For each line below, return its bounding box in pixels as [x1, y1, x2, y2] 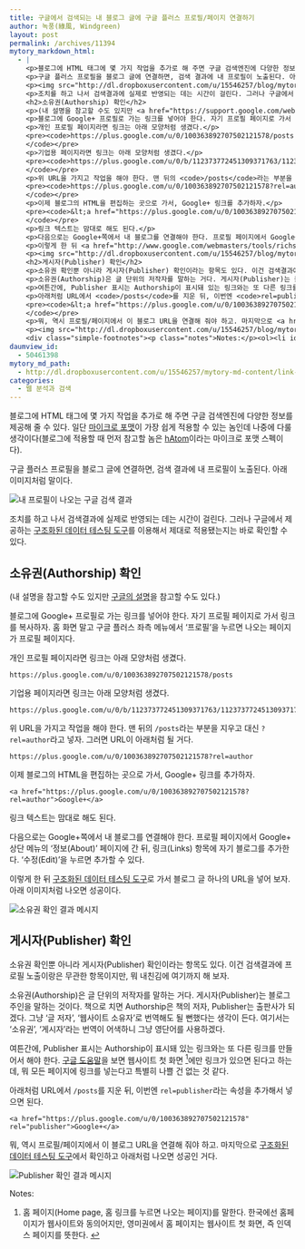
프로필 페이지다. [18, 632, 75, 644]
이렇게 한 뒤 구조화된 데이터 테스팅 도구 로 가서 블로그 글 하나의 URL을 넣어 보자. [9, 873, 290, 884]
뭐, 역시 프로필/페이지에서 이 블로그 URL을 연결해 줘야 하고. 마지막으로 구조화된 [9, 1139, 289, 1150]
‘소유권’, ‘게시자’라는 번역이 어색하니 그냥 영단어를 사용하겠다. [9, 1023, 225, 1034]
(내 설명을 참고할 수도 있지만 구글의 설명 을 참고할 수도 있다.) [9, 590, 221, 601]
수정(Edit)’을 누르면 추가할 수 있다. [23, 854, 145, 864]
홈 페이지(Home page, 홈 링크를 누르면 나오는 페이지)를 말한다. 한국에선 [22, 1207, 279, 1218]
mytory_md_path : [9, 359, 71, 368]
